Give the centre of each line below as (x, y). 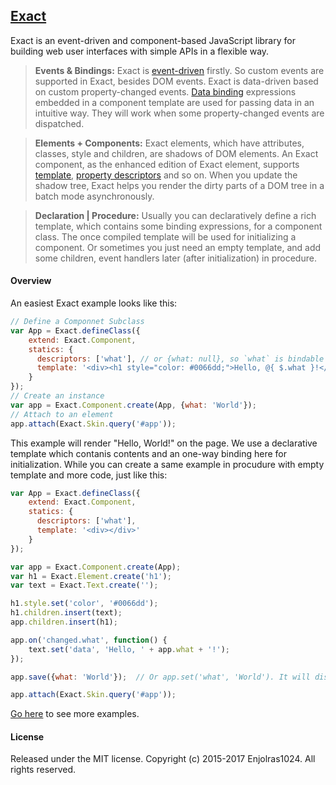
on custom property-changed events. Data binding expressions (165, 91)
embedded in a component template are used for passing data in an (174, 102)
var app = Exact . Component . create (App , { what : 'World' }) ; (133, 405)
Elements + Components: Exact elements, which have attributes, (169, 143)
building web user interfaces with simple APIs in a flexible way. (140, 51)
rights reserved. (43, 770)
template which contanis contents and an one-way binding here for (148, 453)
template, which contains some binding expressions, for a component (178, 226)
